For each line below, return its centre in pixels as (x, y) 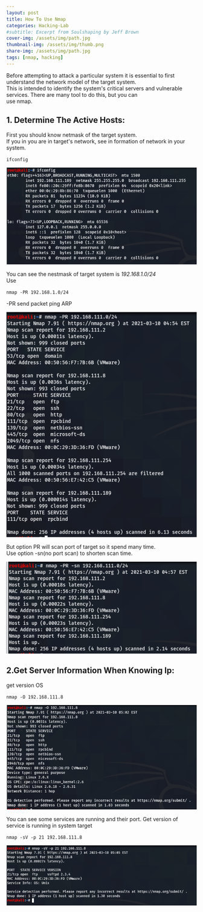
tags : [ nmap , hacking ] (35, 57)
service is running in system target (49, 825)
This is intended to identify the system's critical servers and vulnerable (95, 88)
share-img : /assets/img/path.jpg (48, 51)
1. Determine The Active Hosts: (66, 120)
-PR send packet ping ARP (39, 303)
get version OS (25, 685)
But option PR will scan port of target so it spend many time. (81, 546)
